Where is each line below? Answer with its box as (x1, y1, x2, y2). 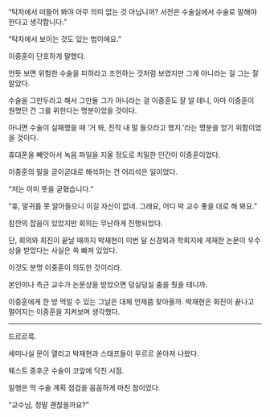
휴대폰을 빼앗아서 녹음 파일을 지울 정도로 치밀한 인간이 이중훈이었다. (8, 150, 221, 159)
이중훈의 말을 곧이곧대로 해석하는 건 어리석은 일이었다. (8, 167, 178, 176)
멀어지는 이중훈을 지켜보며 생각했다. (8, 307, 121, 316)
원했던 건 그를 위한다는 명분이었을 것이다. (8, 105, 137, 115)
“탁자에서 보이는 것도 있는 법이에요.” (8, 35, 122, 43)
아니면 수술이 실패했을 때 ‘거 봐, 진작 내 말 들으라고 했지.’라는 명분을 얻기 (8, 123, 235, 132)
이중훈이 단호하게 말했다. (8, 52, 86, 60)
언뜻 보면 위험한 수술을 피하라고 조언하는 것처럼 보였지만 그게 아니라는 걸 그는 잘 (8, 68, 260, 78)
